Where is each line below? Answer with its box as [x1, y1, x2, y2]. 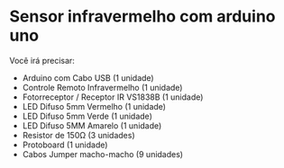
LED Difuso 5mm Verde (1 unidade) [22, 111, 153, 121]
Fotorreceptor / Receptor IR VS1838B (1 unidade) [22, 92, 204, 102]
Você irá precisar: [9, 55, 75, 66]
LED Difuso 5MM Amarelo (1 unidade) [22, 119, 162, 131]
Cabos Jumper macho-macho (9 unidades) [22, 148, 183, 159]
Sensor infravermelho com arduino [9, 6, 276, 27]
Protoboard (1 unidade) [22, 139, 108, 150]
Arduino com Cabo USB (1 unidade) [22, 72, 155, 83]
